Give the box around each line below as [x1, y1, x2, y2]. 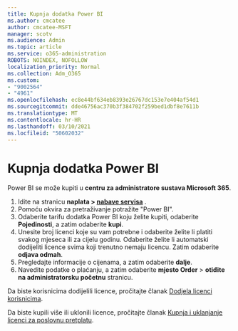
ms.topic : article [7, 43, 62, 51]
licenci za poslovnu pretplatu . [7, 316, 94, 325]
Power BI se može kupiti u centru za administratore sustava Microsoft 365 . [7, 184, 232, 192]
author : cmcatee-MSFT [7, 23, 72, 31]
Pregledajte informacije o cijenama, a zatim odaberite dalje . [17, 258, 192, 267]
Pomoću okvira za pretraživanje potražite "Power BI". [17, 205, 174, 214]
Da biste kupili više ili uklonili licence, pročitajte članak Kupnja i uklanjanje [7, 308, 223, 317]
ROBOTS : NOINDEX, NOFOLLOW [7, 57, 88, 64]
